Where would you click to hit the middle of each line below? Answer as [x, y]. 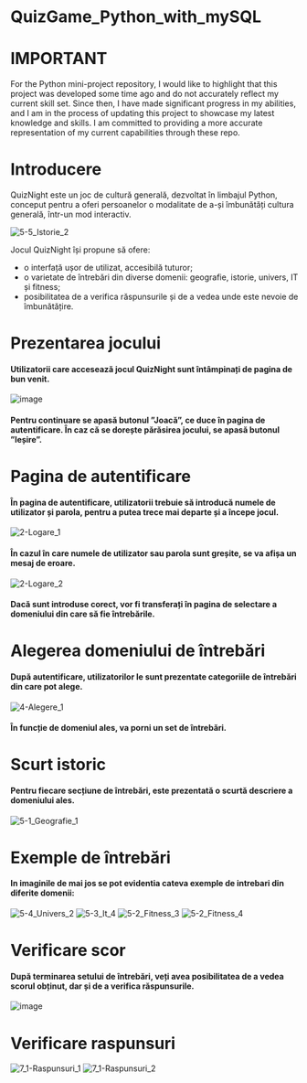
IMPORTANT [59, 59]
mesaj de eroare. [43, 563]
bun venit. [30, 379]
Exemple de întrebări [91, 858]
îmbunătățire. [48, 306]
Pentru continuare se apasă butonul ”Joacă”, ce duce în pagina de [138, 420]
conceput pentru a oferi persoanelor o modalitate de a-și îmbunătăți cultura [153, 205]
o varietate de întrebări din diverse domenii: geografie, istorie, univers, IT [161, 277]
